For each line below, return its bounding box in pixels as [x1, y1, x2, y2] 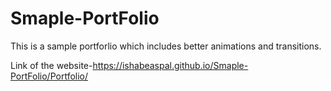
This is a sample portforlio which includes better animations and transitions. [10, 40, 322, 52]
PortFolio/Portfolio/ [10, 70, 89, 82]
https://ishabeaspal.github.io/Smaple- [92, 59, 249, 71]
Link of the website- [10, 59, 93, 71]
